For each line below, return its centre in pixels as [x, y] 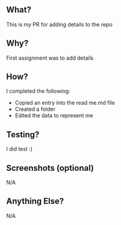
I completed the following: [38, 91]
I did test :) [19, 149]
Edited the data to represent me [54, 116]
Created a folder [35, 109]
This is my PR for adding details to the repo [59, 24]
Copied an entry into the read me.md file [65, 103]
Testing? [23, 134]
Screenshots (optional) [50, 168]
